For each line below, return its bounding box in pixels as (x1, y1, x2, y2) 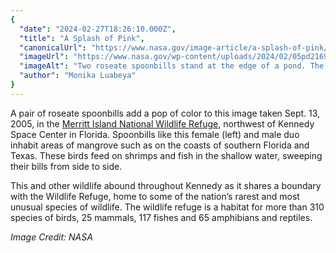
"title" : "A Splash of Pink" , (19, 33, 145, 43)
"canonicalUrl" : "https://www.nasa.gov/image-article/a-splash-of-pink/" (19, 42, 333, 53)
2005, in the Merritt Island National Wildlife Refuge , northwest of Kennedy (10, 117, 315, 130)
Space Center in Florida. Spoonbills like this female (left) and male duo (10, 128, 300, 140)
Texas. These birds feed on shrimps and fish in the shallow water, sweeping (10, 149, 323, 161)
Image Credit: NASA (10, 231, 93, 243)
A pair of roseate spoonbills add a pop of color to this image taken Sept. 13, (10, 107, 321, 119)
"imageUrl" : (19, 52, 70, 62)
